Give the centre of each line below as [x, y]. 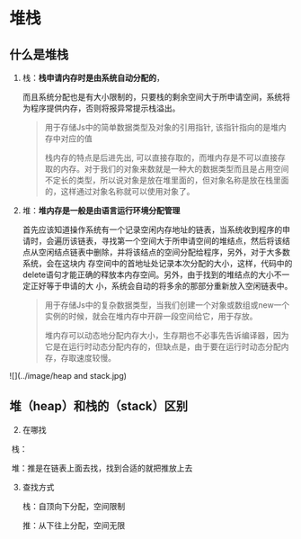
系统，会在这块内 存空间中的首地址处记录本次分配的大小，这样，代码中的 [157, 263]
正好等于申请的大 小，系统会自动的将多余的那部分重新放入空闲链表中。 [161, 286]
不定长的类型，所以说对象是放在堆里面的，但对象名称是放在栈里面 [167, 180]
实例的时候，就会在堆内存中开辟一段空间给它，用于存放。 [151, 316]
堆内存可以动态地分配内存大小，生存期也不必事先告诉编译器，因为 [167, 335]
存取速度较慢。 [89, 358]
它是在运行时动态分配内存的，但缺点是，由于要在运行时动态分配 [163, 346]
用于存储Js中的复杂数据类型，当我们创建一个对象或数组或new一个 [167, 305]
